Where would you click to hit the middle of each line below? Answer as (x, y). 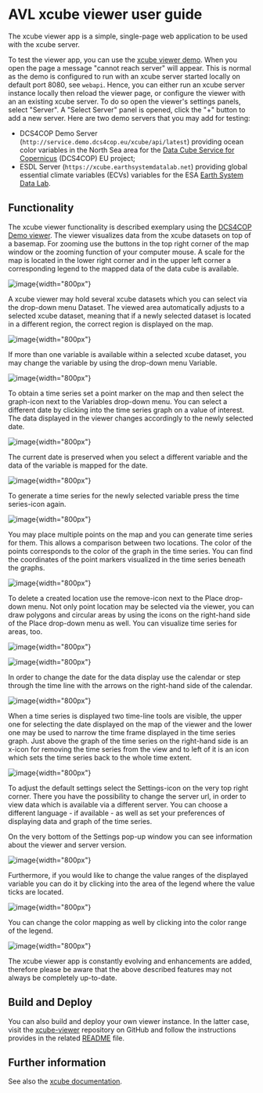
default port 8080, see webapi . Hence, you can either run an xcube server (126, 85)
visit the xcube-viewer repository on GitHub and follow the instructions (122, 1029)
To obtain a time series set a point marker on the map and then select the (126, 393)
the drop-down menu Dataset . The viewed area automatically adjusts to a (126, 307)
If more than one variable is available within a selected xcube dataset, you (127, 354)
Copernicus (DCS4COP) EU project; (77, 158)
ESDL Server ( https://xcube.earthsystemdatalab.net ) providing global (133, 166)
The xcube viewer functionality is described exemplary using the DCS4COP (130, 227)
